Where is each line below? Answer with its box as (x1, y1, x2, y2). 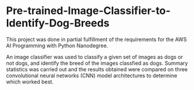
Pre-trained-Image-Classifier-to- (6, 4, 171, 18)
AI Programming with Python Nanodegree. (6, 42, 108, 49)
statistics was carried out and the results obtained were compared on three (6, 65, 188, 72)
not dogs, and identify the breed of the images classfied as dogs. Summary (6, 60, 188, 67)
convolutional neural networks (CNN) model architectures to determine (6, 72, 178, 79)
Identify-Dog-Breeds (6, 16, 110, 30)
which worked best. (6, 78, 54, 85)
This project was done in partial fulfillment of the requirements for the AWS (6, 36, 187, 43)
